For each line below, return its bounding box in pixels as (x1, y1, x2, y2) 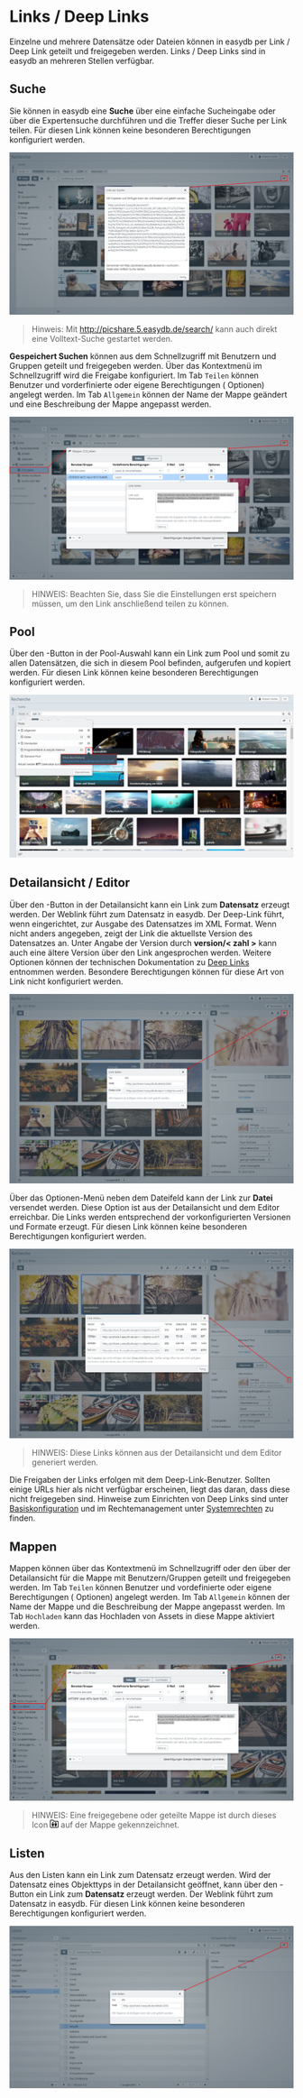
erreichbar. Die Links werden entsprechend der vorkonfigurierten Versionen (9, 1211, 291, 1223)
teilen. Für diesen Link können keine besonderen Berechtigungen (9, 124, 251, 135)
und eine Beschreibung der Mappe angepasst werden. (9, 399, 212, 409)
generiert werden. (31, 1457, 99, 1468)
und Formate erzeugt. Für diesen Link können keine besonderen (9, 1221, 248, 1232)
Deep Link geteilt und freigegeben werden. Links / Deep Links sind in (9, 45, 266, 56)
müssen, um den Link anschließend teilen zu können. (31, 598, 229, 609)
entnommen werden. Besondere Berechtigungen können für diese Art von (9, 966, 284, 977)
